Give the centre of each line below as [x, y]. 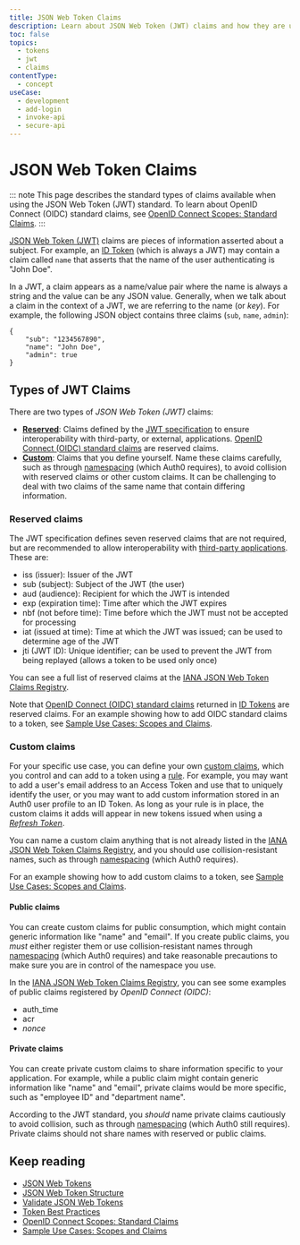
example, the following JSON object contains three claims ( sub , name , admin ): [149, 315]
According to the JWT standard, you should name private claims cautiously [147, 1114]
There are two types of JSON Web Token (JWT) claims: [112, 412]
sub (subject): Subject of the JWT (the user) [103, 584]
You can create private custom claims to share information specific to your [146, 1068]
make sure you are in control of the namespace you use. [113, 965]
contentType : [33, 76]
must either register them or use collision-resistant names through [131, 946]
